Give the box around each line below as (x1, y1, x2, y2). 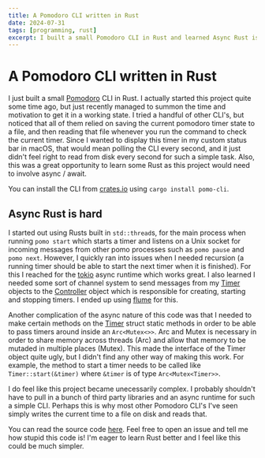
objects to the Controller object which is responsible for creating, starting (8, 287, 246, 296)
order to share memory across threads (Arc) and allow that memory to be (8, 336, 246, 344)
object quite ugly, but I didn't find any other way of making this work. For (8, 352, 244, 361)
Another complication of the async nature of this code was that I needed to (8, 311, 252, 319)
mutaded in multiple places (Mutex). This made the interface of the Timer (8, 344, 246, 353)
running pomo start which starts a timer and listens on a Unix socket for (8, 236, 241, 245)
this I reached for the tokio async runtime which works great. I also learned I (8, 270, 256, 279)
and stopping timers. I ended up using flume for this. (8, 295, 179, 304)
